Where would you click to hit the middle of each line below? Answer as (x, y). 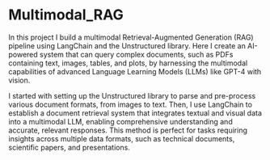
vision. (19, 80)
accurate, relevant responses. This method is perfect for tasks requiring (128, 130)
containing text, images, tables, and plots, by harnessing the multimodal (128, 63)
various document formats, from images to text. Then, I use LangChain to (131, 104)
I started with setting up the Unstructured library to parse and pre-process (132, 95)
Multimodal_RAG (66, 15)
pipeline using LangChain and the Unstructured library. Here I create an (127, 45)
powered (23, 54)
